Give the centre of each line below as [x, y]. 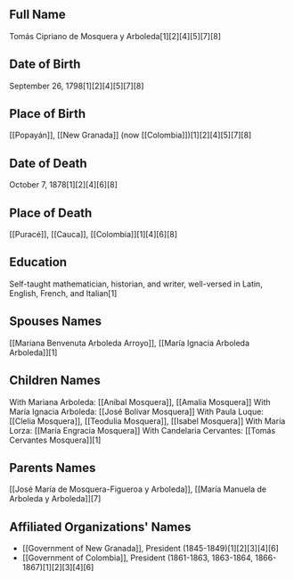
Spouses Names [56, 322]
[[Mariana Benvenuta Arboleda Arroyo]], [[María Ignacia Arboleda [130, 343]
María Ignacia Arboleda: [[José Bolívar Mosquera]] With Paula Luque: [137, 411]
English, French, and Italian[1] [63, 293]
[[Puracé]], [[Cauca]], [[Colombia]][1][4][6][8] [94, 235]
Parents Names [53, 468]
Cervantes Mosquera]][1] [55, 440]
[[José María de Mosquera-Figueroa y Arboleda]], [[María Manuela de [138, 489]
